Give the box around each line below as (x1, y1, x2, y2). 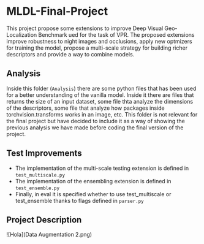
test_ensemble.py (15, 185, 60, 191)
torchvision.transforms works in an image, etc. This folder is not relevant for (6, 110, 198, 118)
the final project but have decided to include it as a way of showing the (6, 117, 186, 124)
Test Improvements (6, 148, 82, 159)
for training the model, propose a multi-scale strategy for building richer (6, 44, 188, 51)
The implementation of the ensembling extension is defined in (15, 177, 172, 185)
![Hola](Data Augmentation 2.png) (6, 231, 93, 238)
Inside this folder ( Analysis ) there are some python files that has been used (6, 85, 197, 92)
